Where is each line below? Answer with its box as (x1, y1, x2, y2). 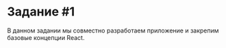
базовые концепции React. (7, 33, 85, 41)
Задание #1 (7, 4, 75, 20)
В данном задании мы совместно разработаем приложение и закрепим (7, 26, 219, 34)
